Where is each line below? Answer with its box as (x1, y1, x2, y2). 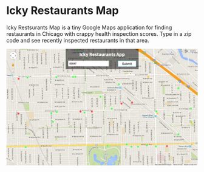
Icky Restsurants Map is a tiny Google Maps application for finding (6, 24, 172, 31)
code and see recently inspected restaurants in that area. (6, 36, 150, 44)
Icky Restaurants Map (6, 4, 119, 18)
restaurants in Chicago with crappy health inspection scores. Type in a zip (6, 30, 192, 37)
